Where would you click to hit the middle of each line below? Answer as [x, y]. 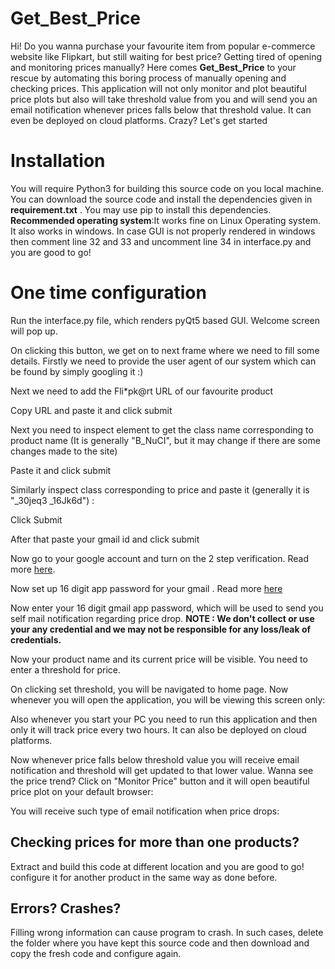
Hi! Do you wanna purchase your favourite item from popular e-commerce [163, 46]
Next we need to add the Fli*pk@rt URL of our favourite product [142, 391]
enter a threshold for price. [66, 669]
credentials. [36, 639]
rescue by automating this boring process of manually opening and [148, 78]
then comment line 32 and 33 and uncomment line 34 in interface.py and [161, 241]
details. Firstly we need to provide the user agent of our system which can [163, 361]
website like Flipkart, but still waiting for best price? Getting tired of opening [166, 56]
